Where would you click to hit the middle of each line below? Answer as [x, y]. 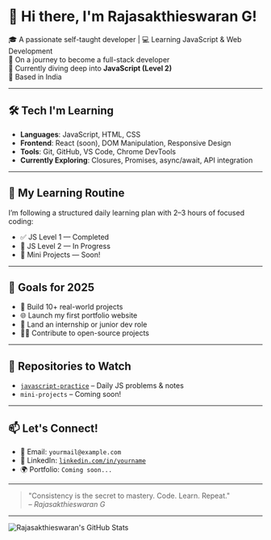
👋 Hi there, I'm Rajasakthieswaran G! [133, 17]
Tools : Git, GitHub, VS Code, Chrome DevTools [98, 151]
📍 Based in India [35, 77]
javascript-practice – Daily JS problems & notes [102, 386]
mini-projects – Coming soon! [71, 394]
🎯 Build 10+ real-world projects [71, 307]
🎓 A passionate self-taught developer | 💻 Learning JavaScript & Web [125, 39]
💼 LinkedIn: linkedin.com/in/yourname [83, 460]
